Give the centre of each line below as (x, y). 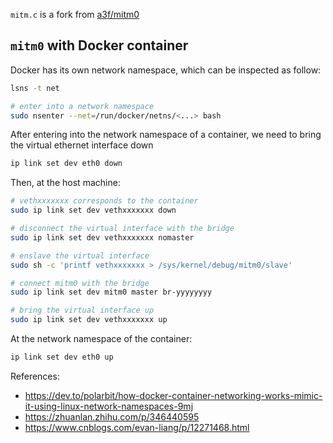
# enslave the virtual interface (80, 255)
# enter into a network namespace (82, 106)
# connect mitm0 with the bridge (80, 283)
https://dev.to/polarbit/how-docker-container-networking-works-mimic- (173, 395)
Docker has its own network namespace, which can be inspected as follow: (166, 70)
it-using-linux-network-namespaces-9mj (109, 406)
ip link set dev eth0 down (66, 164)
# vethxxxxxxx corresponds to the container (104, 201)
